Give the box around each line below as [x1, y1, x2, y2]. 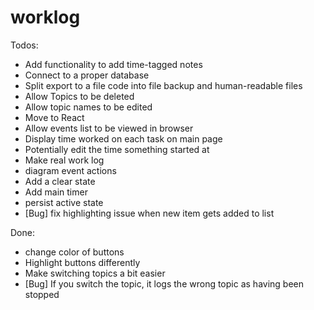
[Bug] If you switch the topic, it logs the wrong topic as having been [24, 277, 305, 290]
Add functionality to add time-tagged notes [24, 58, 203, 70]
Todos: [10, 39, 39, 51]
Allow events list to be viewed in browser [24, 122, 194, 134]
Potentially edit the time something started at [24, 143, 210, 155]
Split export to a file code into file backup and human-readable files [24, 79, 303, 91]
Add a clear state [24, 175, 96, 187]
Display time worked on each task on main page [24, 132, 223, 145]
